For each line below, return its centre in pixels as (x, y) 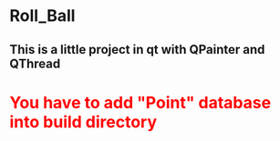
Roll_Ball (42, 16)
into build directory (83, 121)
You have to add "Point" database (140, 102)
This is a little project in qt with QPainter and (137, 50)
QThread (35, 63)
